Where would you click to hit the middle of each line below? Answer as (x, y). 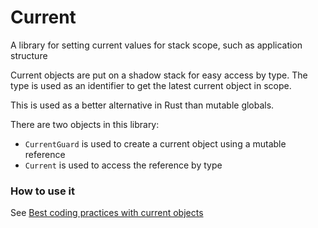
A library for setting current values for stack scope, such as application (156, 45)
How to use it (42, 191)
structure (29, 55)
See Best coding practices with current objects (107, 213)
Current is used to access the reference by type (123, 165)
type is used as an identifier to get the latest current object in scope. (151, 85)
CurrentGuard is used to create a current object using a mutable (155, 143)
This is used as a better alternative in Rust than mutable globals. (142, 105)
